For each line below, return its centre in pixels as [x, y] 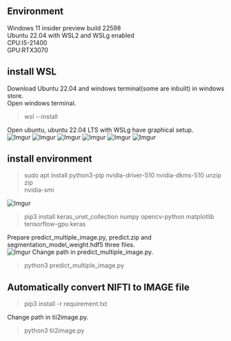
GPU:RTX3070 [28, 50]
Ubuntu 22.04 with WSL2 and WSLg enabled [71, 35]
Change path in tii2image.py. [48, 318]
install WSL [32, 72]
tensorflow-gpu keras [55, 224]
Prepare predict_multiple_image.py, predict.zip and [79, 237]
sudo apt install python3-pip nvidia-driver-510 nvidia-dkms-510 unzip [123, 175]
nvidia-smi [39, 190]
